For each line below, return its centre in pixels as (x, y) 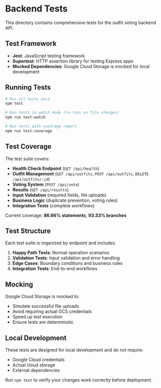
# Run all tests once (28, 99)
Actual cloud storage (34, 365)
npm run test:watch (25, 117)
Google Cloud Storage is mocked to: (42, 296)
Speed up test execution (37, 317)
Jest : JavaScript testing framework (49, 56)
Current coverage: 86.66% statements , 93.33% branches (66, 215)
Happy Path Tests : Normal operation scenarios (61, 253)
